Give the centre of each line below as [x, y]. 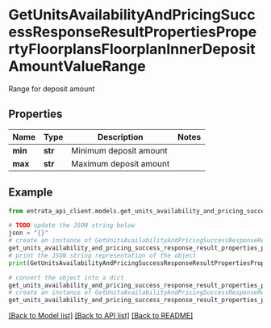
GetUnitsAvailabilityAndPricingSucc [132, 15]
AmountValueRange [77, 67]
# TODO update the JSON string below [72, 225]
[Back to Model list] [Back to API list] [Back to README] [101, 316]
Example [31, 193]
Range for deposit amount [52, 88]
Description [120, 137]
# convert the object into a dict [67, 278]
